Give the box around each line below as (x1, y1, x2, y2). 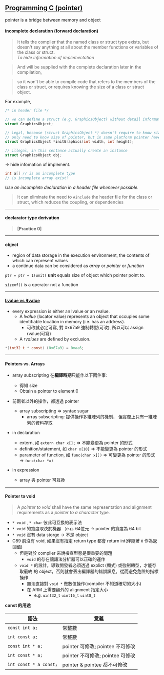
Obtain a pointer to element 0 (19, 388, 79, 394)
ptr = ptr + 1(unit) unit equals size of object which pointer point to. (5, 272, 145, 278)
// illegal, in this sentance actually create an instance (5, 148, 128, 153)
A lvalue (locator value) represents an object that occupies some (19, 314, 150, 319)
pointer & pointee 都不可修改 (62, 661, 128, 668)
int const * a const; (7, 661, 58, 667)
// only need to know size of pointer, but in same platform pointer (5, 135, 150, 140)
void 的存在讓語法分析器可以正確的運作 (26, 556, 105, 562)
